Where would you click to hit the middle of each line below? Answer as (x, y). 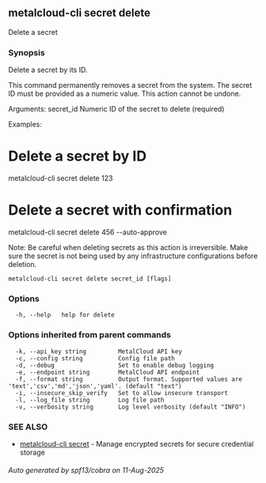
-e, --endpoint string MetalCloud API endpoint (108, 372)
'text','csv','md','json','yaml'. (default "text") (95, 386)
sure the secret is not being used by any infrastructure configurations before (133, 256)
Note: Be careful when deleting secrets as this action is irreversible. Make (128, 247)
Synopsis (27, 52)
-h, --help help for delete (65, 315)
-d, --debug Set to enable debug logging (115, 365)
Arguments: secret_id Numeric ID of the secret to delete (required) (116, 109)
